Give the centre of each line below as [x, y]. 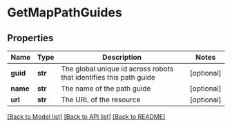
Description [122, 57]
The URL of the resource [101, 100]
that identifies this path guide [108, 77]
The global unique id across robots [117, 69]
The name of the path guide [106, 89]
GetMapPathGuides [65, 13]
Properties [30, 38]
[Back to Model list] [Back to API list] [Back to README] [86, 117]
